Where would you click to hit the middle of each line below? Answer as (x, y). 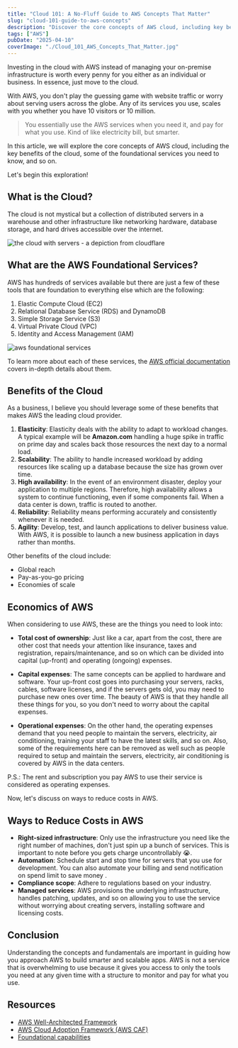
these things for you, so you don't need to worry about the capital (113, 704)
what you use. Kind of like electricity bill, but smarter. (102, 132)
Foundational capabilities (54, 1037)
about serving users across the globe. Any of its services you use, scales (114, 103)
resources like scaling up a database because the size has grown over (120, 467)
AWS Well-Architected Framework (67, 1022)
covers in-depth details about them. (59, 369)
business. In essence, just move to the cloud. (73, 82)
